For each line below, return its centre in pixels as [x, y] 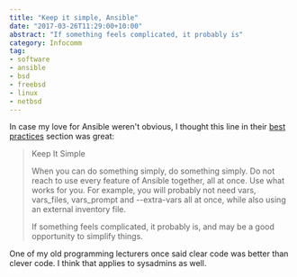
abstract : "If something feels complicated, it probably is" [126, 34]
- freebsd [28, 85]
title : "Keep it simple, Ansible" [74, 18]
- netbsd [26, 101]
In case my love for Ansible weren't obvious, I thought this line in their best [148, 127]
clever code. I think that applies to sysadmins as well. [108, 264]
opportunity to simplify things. [87, 237]
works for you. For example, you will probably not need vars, [144, 191]
